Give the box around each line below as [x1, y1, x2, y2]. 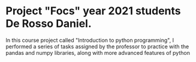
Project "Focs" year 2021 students [5, 4, 181, 18]
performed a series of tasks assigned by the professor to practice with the [5, 43, 189, 50]
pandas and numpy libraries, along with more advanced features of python [5, 49, 190, 56]
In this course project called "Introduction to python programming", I [5, 36, 174, 44]
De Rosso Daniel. [5, 17, 92, 30]
